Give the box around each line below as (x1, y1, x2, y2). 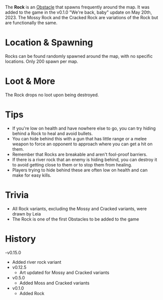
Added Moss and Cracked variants (19, 280, 90, 286)
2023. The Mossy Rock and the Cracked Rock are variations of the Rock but (5, 15, 158, 20)
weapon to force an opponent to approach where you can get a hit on (12, 141, 153, 147)
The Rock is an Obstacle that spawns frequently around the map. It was (5, 4, 150, 10)
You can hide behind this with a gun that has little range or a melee (12, 136, 147, 141)
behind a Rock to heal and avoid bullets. (12, 130, 93, 136)
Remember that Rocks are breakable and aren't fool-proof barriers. (12, 151, 148, 157)
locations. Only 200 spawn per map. (5, 58, 78, 64)
